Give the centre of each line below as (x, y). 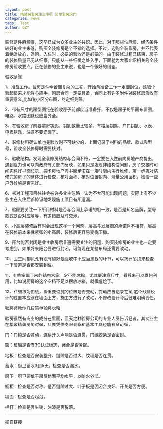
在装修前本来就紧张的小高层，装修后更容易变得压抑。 (58, 232)
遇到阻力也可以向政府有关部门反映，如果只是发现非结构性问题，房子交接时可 (81, 165)
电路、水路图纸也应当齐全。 (33, 116)
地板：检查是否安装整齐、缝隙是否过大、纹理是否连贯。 (60, 356)
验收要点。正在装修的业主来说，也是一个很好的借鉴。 (66, 67)
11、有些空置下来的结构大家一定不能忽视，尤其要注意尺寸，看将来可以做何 (79, 275)
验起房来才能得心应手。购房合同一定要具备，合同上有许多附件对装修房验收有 (81, 93)
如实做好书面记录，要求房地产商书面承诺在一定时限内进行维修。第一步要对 (79, 171)
